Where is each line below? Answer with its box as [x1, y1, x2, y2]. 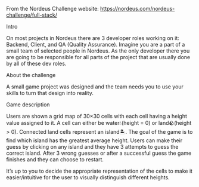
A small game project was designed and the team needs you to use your [6, 83, 184, 90]
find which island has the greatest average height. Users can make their [6, 137, 183, 144]
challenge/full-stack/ [6, 11, 58, 19]
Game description [6, 101, 50, 108]
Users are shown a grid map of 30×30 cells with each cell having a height [6, 113, 188, 119]
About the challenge [6, 72, 56, 78]
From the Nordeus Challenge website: [6, 5, 99, 12]
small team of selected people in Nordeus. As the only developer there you [6, 47, 190, 54]
